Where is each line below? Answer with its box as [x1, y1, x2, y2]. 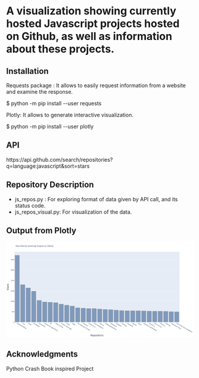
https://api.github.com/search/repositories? [6, 156, 113, 163]
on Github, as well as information [6, 30, 173, 43]
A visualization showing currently [6, 4, 177, 18]
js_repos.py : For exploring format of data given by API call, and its [14, 195, 178, 202]
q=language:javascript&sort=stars [6, 162, 90, 170]
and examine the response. [6, 88, 73, 95]
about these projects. [6, 42, 115, 56]
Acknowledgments [6, 349, 79, 359]
